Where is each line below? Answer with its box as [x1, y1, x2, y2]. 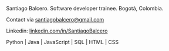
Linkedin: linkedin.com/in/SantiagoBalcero [6, 27, 108, 34]
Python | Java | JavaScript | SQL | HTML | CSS [6, 39, 119, 45]
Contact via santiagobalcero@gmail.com [6, 16, 104, 23]
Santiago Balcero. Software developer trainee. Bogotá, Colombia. [6, 5, 164, 12]
